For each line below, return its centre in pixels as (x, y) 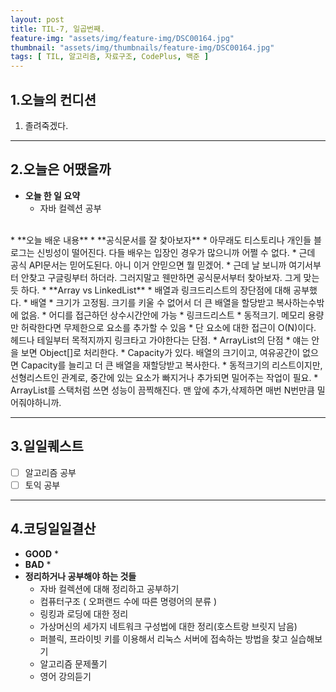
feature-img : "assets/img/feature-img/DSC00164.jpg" (122, 38)
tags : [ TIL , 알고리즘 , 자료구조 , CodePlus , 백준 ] (110, 57)
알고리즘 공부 (50, 472)
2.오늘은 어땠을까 (61, 169)
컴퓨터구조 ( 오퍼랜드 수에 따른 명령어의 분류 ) (128, 601)
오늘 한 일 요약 (52, 195)
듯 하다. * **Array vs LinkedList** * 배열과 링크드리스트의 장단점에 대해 (151, 290)
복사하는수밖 (300, 302)
